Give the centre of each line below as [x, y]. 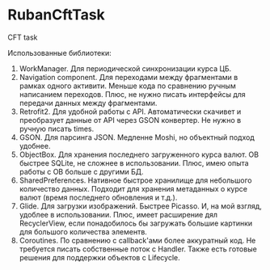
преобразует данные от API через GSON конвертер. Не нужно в [130, 120]
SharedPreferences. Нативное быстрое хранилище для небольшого [135, 180]
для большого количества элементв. [83, 231]
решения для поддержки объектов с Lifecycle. [99, 257]
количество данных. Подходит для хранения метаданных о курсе [133, 188]
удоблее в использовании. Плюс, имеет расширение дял [118, 214]
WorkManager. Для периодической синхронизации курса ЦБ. [125, 68]
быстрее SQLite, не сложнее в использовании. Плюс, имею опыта [134, 162]
